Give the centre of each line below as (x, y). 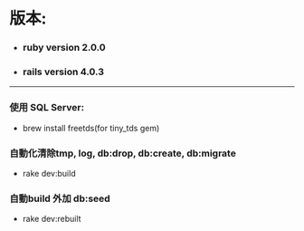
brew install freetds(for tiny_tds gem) (91, 128)
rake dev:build (49, 173)
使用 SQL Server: (47, 108)
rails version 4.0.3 (63, 72)
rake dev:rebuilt (52, 219)
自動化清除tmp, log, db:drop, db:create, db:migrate (123, 153)
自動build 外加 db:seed (60, 198)
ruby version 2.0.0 (64, 48)
